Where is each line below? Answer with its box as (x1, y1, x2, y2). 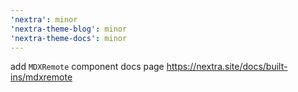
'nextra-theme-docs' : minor (10, 33, 128, 43)
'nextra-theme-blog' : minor (10, 24, 128, 34)
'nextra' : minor (10, 14, 78, 25)
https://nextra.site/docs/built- (166, 61, 288, 73)
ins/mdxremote (10, 71, 73, 83)
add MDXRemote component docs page (10, 61, 165, 73)
